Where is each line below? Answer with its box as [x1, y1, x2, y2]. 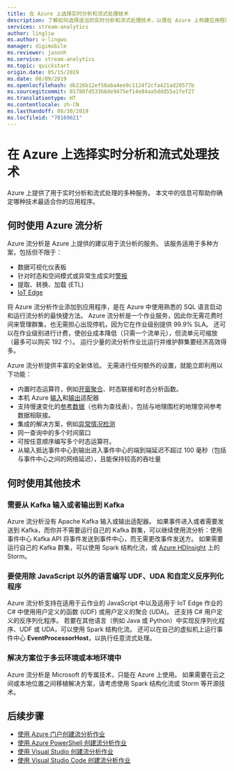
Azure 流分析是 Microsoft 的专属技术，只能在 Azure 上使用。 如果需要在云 [7, 670, 219, 679]
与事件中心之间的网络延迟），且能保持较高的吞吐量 [17, 455, 162, 463]
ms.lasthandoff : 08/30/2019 [7, 108, 89, 115]
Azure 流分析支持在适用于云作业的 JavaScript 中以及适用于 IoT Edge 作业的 [7, 599, 223, 607]
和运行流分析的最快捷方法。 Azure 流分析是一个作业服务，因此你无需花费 [7, 312, 217, 320]
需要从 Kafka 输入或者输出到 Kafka [7, 500, 125, 510]
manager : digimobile [7, 43, 68, 50]
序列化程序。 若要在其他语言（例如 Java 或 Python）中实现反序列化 [25, 617, 219, 625]
